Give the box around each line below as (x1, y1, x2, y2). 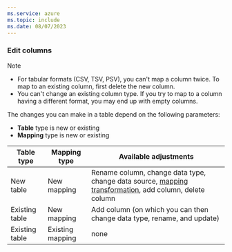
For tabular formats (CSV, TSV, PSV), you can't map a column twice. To (17, 75, 220, 83)
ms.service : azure (7, 10, 60, 17)
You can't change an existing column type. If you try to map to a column (17, 89, 222, 97)
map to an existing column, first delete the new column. (17, 82, 175, 90)
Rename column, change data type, (90, 167, 206, 177)
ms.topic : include (7, 17, 60, 23)
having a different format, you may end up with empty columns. (17, 97, 198, 105)
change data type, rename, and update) (90, 213, 220, 223)
